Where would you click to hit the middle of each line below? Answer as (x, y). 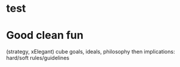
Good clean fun (45, 36)
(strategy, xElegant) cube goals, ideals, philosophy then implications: (91, 52)
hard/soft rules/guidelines (38, 58)
